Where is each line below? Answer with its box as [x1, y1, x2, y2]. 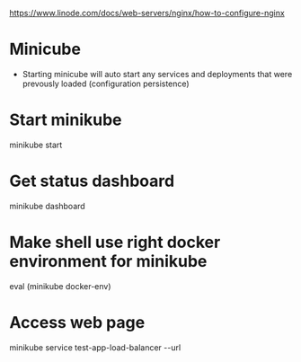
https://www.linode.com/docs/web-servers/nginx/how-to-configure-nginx [9, 8, 285, 18]
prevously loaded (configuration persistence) [22, 78, 190, 89]
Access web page [9, 312, 146, 332]
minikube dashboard [9, 200, 85, 211]
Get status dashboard [9, 171, 175, 191]
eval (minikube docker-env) [9, 280, 111, 291]
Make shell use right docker [9, 233, 221, 252]
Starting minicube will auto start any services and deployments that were [22, 68, 293, 79]
